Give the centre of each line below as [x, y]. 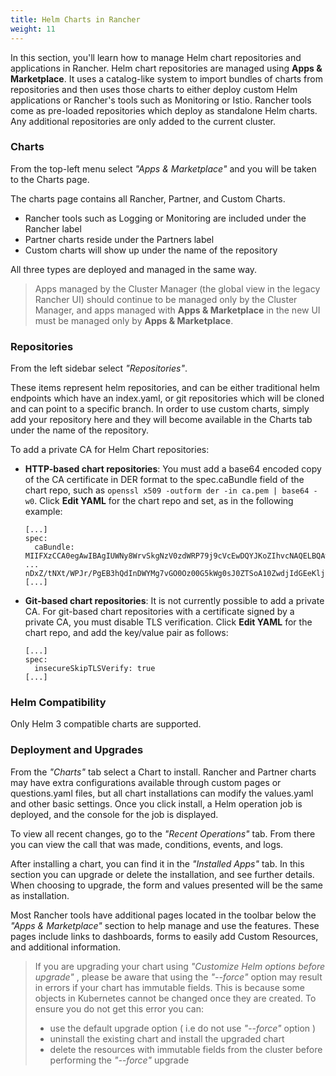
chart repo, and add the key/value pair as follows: [126, 633]
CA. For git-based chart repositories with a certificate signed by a [159, 612]
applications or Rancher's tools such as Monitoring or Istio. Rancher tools [161, 100]
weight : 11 [33, 29]
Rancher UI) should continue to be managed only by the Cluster [166, 299]
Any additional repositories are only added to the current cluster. [143, 121]
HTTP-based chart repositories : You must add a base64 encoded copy [173, 469]
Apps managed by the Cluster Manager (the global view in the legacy [177, 288]
